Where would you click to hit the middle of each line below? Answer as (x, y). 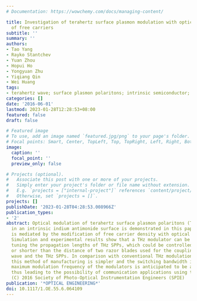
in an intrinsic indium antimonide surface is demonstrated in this (97, 229)
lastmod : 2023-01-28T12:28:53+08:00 (51, 109)
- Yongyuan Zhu (25, 71)
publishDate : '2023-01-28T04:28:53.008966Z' (61, 207)
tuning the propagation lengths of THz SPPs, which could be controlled (102, 245)
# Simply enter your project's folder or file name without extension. (98, 185)
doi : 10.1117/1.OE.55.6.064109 (44, 289)
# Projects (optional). (35, 174)
